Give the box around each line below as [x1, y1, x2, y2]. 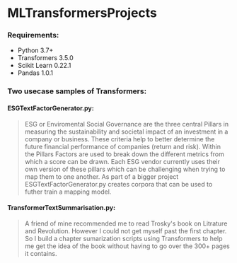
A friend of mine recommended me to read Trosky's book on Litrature [24, 219, 228, 228]
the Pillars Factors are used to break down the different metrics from [24, 150, 224, 158]
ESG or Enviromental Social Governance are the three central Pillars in [24, 119, 229, 128]
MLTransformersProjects [7, 5, 158, 21]
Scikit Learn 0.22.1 [17, 62, 71, 70]
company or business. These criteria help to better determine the [24, 134, 215, 143]
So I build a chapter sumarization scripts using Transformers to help [24, 234, 223, 242]
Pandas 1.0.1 [17, 69, 53, 77]
